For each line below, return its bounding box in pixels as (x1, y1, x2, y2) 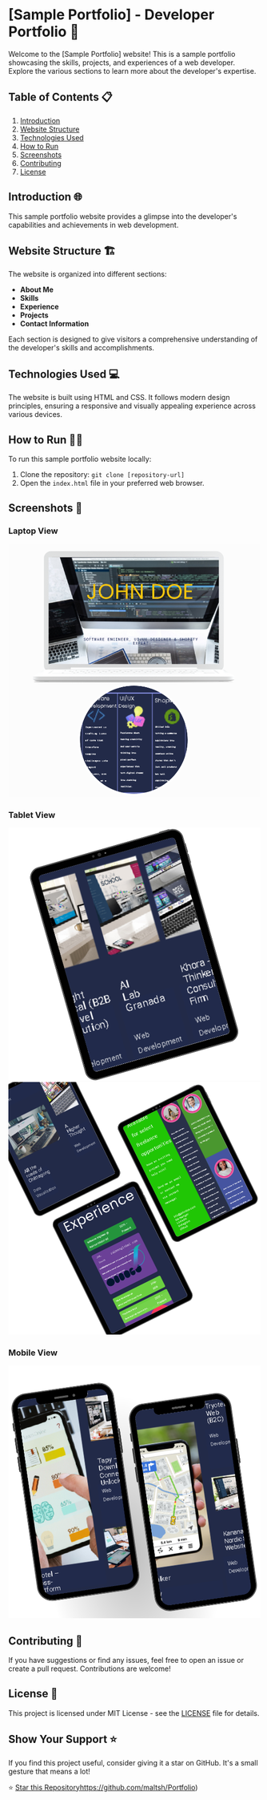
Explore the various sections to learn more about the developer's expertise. (8, 66, 257, 75)
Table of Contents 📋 (8, 91, 114, 104)
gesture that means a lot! (8, 1766, 90, 1776)
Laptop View (8, 525, 58, 536)
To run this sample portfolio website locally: (8, 455, 152, 463)
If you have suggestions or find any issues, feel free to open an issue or (8, 1656, 245, 1665)
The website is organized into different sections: (8, 269, 167, 279)
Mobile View (8, 1347, 58, 1358)
